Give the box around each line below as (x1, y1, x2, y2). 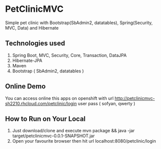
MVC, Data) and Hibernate (5, 25, 59, 30)
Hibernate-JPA (12, 58, 42, 63)
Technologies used (5, 39, 65, 48)
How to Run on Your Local (5, 115, 86, 123)
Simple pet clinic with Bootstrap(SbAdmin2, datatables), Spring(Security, (5, 20, 153, 26)
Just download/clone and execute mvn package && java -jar (12, 128, 135, 134)
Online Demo (5, 82, 46, 90)
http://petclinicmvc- (114, 95, 155, 101)
